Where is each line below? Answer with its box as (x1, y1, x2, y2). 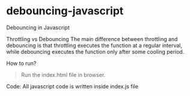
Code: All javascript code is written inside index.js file (6, 82, 138, 90)
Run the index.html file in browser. (20, 71, 106, 78)
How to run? (6, 60, 37, 67)
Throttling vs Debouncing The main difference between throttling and (6, 35, 178, 42)
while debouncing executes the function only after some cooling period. (6, 48, 185, 55)
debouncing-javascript (6, 4, 124, 18)
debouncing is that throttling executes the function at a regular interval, (6, 42, 182, 49)
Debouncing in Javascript (6, 24, 70, 31)
